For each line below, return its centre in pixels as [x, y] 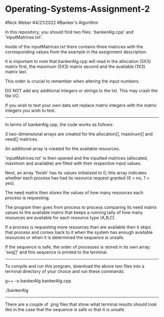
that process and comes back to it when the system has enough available [79, 232]
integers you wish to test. [31, 110]
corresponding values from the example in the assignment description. [76, 52]
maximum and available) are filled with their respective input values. [73, 163]
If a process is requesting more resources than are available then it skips [78, 227]
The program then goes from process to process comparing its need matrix [81, 207]
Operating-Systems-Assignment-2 [78, 9]
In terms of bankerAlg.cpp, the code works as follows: [59, 124]
